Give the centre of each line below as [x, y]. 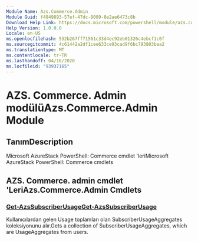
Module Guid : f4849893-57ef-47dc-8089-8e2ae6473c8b [71, 17]
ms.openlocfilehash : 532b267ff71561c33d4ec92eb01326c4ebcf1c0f [85, 39]
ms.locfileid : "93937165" [38, 66]
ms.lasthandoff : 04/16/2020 [41, 61]
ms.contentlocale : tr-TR [37, 55]
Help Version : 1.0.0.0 [34, 28]
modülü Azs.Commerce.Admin [82, 108]
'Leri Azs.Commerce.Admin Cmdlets [74, 190]
